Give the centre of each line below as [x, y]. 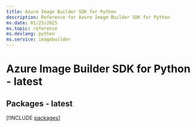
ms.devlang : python [31, 34]
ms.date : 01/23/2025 [32, 23]
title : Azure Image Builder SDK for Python [61, 12]
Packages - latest [40, 103]
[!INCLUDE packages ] [33, 118]
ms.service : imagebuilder [38, 39]
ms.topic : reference [32, 28]
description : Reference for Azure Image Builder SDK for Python [88, 17]
